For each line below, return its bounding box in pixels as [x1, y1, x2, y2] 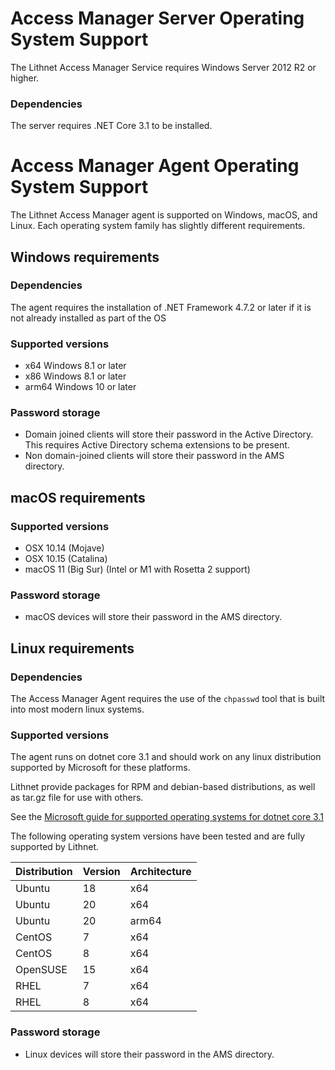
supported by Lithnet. [10, 841, 100, 853]
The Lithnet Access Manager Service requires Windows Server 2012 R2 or [10, 61, 317, 73]
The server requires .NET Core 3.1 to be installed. [10, 120, 213, 132]
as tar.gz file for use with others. [10, 792, 144, 804]
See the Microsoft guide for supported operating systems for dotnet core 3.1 [10, 811, 324, 823]
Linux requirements [10, 640, 135, 657]
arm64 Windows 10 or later [24, 381, 137, 393]
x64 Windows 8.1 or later [24, 360, 127, 372]
